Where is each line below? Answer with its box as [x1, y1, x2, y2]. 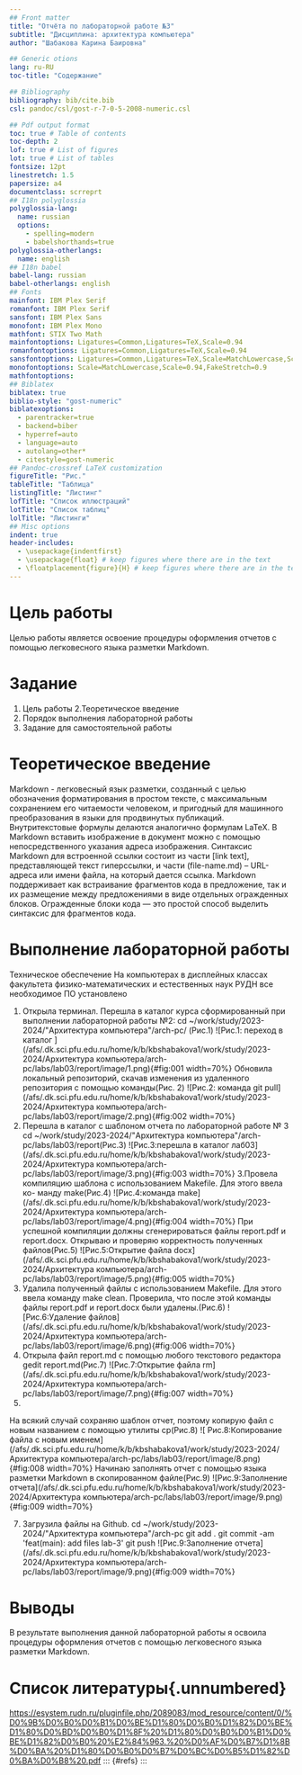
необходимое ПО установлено [9, 988, 128, 999]
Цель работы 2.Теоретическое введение [22, 703, 180, 713]
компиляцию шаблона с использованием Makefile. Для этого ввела [22, 1178, 283, 1188]
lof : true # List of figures [9, 146, 119, 155]
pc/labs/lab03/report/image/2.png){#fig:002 [22, 1110, 187, 1121]
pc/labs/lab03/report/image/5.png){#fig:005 [22, 1273, 187, 1284]
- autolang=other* [17, 446, 87, 455]
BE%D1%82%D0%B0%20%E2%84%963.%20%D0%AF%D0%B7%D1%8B [9, 1736, 290, 1747]
